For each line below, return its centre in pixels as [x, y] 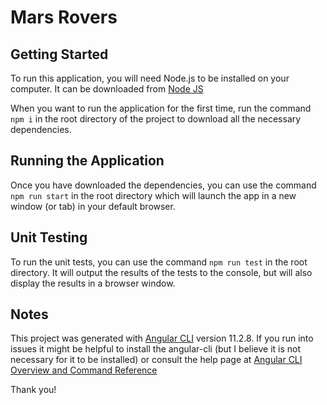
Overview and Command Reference [84, 370]
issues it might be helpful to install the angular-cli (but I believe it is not [156, 349]
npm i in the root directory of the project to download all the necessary [156, 119]
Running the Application [87, 161]
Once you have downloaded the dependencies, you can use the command [163, 185]
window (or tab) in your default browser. [93, 206]
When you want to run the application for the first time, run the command [161, 108]
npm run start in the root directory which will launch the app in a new [153, 195]
